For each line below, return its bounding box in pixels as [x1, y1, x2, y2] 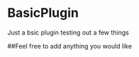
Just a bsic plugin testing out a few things [7, 28, 130, 37]
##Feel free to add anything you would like [7, 42, 133, 50]
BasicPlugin [7, 5, 79, 21]
